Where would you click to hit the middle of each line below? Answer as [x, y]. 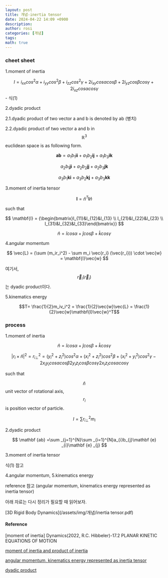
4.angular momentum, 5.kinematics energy [49, 475]
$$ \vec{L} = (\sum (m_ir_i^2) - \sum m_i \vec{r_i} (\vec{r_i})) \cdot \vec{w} [84, 253]
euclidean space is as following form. [44, 145]
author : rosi [19, 29]
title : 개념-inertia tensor [33, 15]
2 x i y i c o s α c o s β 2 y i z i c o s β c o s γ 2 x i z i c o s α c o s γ [84, 363]
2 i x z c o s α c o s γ [84, 89]
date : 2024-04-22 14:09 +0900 [37, 19]
